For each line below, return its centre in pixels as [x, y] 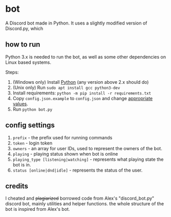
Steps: [12, 72]
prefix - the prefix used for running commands [62, 137]
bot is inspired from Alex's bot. [38, 209]
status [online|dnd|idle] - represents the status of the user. [78, 170]
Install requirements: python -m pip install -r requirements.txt [82, 93]
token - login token [33, 143]
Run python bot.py [33, 109]
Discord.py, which [24, 28]
